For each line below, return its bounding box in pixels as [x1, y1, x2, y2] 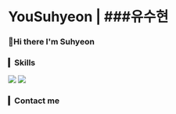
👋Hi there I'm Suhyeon [8, 37, 95, 48]
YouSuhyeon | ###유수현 [8, 8, 169, 26]
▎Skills [8, 57, 36, 68]
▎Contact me [8, 95, 60, 106]
